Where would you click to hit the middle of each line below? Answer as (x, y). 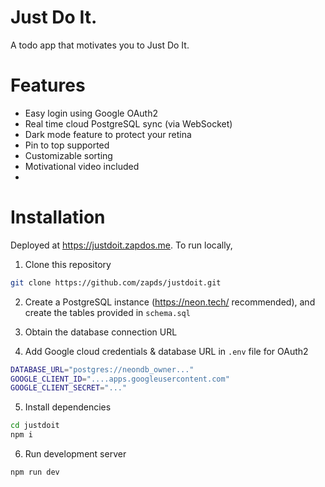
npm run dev (35, 472)
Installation (58, 217)
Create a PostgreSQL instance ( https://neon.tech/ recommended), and (170, 302)
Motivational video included (82, 166)
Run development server (75, 454)
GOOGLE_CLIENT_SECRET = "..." (69, 388)
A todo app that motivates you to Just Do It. (100, 45)
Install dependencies (68, 407)
